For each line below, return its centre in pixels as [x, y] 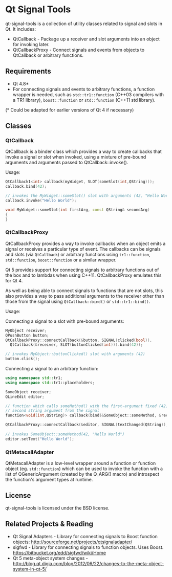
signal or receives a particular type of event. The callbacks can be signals [83, 249]
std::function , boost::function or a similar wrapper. [61, 260]
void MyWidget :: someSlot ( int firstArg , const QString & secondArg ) [78, 210]
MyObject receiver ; [26, 330]
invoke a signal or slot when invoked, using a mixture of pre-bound [76, 157]
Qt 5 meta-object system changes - [50, 558]
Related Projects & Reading [49, 524]
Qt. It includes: [21, 29]
